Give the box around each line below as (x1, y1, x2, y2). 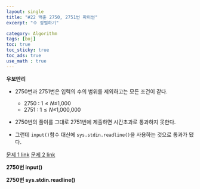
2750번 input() (6, 163, 43, 171)
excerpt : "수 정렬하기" (6, 20, 59, 26)
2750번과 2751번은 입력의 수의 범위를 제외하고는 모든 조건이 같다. (14, 87, 168, 95)
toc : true (6, 42, 31, 48)
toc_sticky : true (6, 47, 50, 53)
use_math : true (6, 58, 47, 64)
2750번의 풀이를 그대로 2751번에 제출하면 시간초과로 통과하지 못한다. (14, 118, 176, 125)
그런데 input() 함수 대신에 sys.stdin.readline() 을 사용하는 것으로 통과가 (14, 131, 188, 138)
